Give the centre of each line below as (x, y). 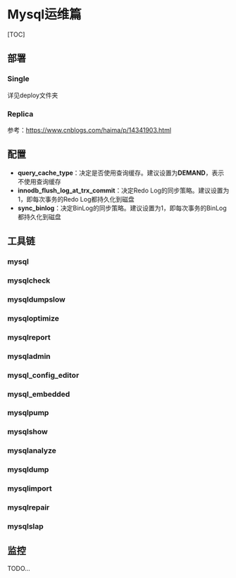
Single (18, 79)
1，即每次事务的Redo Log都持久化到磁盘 (76, 199)
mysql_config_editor (43, 375)
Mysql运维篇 (45, 14)
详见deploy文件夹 (33, 95)
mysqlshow (27, 432)
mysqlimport (30, 488)
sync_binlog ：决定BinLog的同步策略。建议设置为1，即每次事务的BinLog (122, 208)
